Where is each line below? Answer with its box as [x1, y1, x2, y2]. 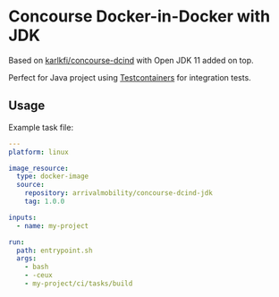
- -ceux [24, 271, 53, 280]
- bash [24, 262, 49, 272]
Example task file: [8, 122, 73, 132]
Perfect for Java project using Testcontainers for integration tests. [8, 72, 251, 82]
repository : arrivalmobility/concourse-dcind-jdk [24, 189, 214, 198]
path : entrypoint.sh [16, 246, 93, 255]
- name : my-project [16, 221, 89, 230]
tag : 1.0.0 [24, 197, 65, 206]
